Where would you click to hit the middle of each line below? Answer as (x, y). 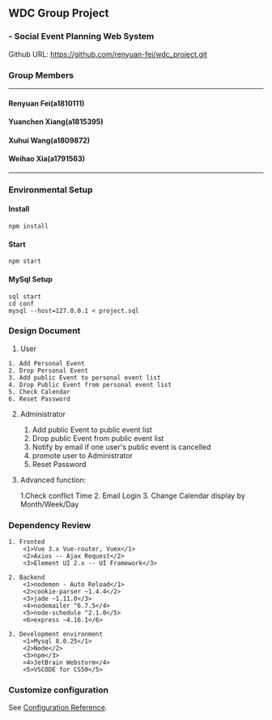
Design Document (45, 331)
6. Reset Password (39, 399)
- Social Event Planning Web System (81, 36)
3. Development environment (56, 634)
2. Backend (27, 578)
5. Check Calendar (39, 392)
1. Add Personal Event (47, 363)
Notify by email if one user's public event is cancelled (121, 447)
